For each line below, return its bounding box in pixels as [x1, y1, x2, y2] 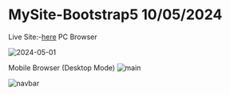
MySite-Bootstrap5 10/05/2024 [8, 6, 223, 24]
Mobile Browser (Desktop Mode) [8, 62, 116, 73]
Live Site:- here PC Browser [8, 32, 97, 42]
